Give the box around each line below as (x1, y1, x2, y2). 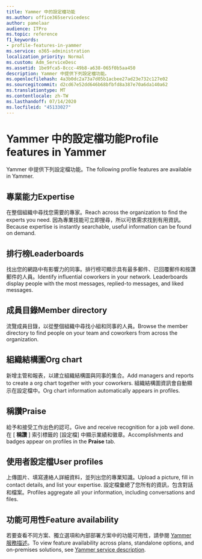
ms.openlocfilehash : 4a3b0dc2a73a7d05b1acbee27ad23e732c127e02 (6, 76, 168, 82)
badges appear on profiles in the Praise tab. (6, 438, 115, 445)
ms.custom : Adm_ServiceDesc (6, 59, 77, 65)
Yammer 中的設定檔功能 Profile (6, 132, 159, 145)
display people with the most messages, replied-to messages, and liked (6, 280, 184, 287)
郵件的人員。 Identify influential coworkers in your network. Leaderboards (6, 273, 188, 280)
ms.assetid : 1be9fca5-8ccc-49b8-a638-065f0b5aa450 (6, 65, 136, 71)
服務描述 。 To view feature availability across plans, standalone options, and (6, 539, 194, 546)
